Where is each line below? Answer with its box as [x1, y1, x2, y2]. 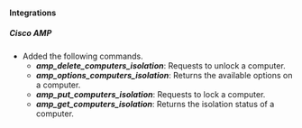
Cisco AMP [9, 28, 52, 39]
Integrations [9, 7, 57, 18]
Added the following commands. [22, 50, 144, 61]
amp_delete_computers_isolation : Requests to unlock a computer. [35, 59, 286, 71]
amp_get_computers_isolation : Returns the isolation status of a [35, 98, 275, 109]
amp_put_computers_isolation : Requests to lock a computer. [35, 88, 266, 99]
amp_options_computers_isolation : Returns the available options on [35, 69, 293, 80]
